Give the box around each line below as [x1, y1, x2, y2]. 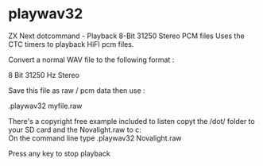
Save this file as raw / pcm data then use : [8, 85, 145, 95]
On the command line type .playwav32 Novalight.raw [8, 133, 182, 143]
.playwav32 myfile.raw [8, 101, 83, 110]
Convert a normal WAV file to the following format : [8, 55, 175, 64]
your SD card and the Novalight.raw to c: [8, 125, 141, 134]
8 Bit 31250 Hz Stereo [8, 70, 79, 79]
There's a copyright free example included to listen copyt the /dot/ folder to [8, 116, 256, 125]
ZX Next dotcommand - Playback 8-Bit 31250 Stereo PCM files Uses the [8, 31, 245, 41]
